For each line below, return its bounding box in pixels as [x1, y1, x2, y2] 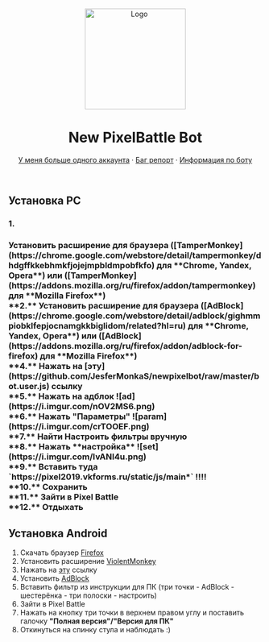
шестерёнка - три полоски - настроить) [19, 590, 157, 600]
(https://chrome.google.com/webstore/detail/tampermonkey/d [8, 250, 262, 261]
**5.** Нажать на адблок [8, 391, 114, 402]
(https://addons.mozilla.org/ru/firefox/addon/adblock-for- [8, 341, 243, 352]
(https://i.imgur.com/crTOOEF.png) [8, 421, 151, 433]
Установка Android [8, 526, 108, 540]
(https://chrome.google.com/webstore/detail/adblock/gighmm [8, 310, 261, 321]
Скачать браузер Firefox [19, 548, 105, 557]
